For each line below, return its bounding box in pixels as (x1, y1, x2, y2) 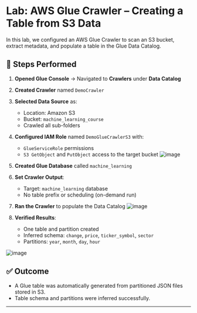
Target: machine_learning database (23, 185, 108, 192)
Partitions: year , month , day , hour (23, 238, 101, 245)
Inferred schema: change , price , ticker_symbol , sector (23, 231, 154, 239)
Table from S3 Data (6, 16, 101, 30)
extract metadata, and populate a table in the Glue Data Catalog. (6, 42, 161, 49)
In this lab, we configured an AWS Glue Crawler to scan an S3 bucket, (6, 36, 175, 43)
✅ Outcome (6, 267, 49, 277)
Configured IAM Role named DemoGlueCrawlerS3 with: (14, 133, 144, 140)
